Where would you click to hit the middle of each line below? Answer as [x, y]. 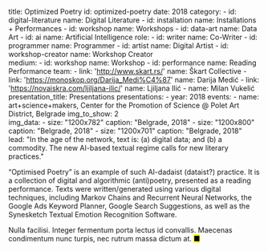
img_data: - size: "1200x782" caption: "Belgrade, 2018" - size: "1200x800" [132, 122]
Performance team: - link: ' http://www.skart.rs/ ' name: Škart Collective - [128, 71]
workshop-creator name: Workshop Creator [81, 54]
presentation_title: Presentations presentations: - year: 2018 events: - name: [134, 97]
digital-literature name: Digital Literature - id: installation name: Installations [132, 20]
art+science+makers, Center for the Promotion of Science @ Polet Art [124, 105]
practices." [26, 156]
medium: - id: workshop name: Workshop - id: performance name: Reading [132, 63]
